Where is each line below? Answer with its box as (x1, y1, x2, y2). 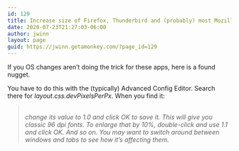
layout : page (7, 37, 46, 44)
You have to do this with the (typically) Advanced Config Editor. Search (7, 84, 216, 92)
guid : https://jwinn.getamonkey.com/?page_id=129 (7, 43, 158, 50)
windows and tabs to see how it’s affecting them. (24, 135, 169, 144)
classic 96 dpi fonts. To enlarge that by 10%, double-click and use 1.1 (24, 121, 228, 128)
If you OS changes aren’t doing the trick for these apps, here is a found (7, 63, 216, 71)
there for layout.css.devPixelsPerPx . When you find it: (7, 91, 165, 100)
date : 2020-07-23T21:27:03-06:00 (7, 23, 107, 30)
